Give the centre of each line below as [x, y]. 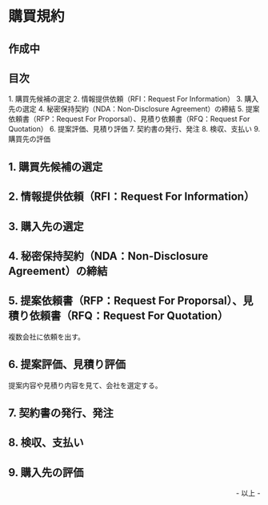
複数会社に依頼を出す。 [47, 337]
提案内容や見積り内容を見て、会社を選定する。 [85, 385]
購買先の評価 [29, 139]
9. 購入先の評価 [46, 473]
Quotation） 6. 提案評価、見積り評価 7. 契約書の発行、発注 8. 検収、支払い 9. [134, 129]
